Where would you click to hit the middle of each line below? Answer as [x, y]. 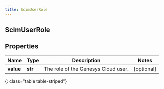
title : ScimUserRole [27, 10]
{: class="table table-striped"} [36, 81]
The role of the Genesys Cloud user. [86, 69]
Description [86, 60]
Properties [22, 47]
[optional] [145, 69]
